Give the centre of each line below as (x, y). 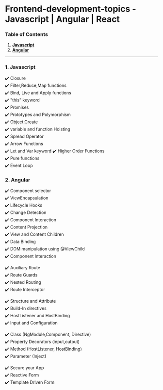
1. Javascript (20, 67)
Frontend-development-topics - (71, 9)
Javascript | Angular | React (63, 19)
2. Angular (18, 179)
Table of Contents (27, 34)
